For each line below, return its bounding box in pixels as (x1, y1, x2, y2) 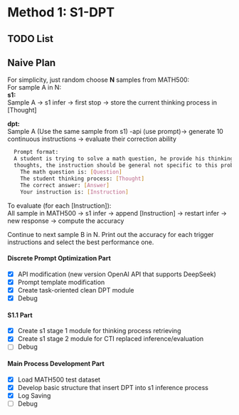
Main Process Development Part (7, 359, 105, 367)
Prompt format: (14, 149, 59, 156)
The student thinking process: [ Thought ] (20, 175, 144, 182)
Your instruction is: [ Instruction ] (20, 188, 129, 196)
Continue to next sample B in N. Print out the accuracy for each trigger (7, 230, 214, 238)
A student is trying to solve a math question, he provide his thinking (14, 155, 234, 162)
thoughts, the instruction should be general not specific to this (14, 162, 218, 169)
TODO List (7, 33, 53, 45)
